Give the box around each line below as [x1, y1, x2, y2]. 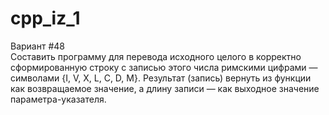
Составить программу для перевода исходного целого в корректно [10, 50, 302, 62]
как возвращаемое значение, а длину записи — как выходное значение [10, 82, 320, 94]
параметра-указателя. [10, 93, 107, 105]
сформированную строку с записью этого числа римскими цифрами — [10, 61, 318, 73]
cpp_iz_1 [10, 7, 81, 30]
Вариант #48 [10, 40, 66, 52]
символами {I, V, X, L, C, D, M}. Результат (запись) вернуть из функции [10, 72, 312, 84]
